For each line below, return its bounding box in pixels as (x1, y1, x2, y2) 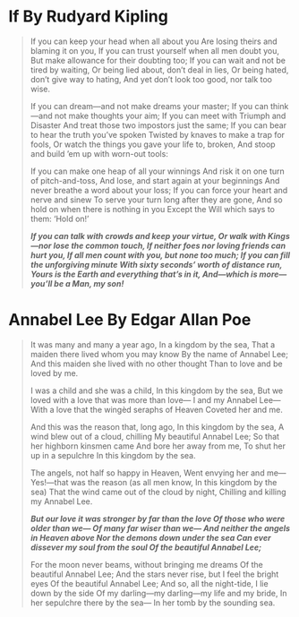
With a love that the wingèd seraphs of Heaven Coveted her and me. (30, 404, 284, 415)
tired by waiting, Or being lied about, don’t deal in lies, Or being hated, (30, 64, 289, 75)
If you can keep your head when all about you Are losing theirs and (30, 36, 278, 47)
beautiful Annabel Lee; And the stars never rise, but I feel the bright (30, 569, 279, 579)
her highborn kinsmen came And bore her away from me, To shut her (30, 441, 286, 451)
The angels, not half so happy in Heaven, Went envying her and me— (30, 467, 287, 478)
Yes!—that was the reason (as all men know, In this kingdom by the (30, 476, 278, 487)
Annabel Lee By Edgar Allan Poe (8, 310, 252, 330)
